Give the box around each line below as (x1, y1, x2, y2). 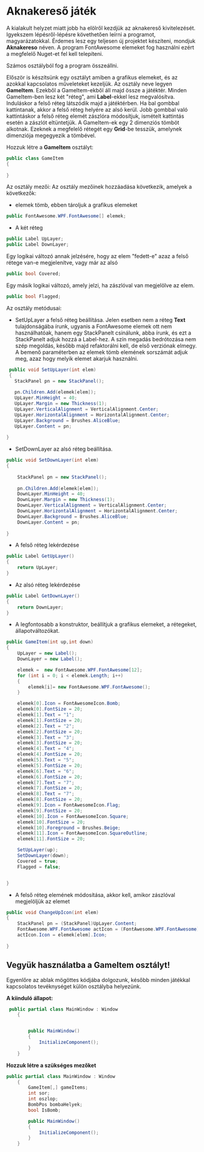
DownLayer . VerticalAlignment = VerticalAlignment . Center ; (17, 502, 167, 508)
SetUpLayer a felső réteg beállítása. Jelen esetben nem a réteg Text (15, 316, 186, 323)
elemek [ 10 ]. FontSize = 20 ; (17, 819, 86, 825)
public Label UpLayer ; (6, 236, 64, 242)
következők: (6, 189, 36, 197)
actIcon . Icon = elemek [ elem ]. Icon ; (17, 932, 107, 938)
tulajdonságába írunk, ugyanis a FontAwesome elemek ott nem (15, 322, 172, 330)
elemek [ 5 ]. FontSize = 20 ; (17, 762, 83, 769)
